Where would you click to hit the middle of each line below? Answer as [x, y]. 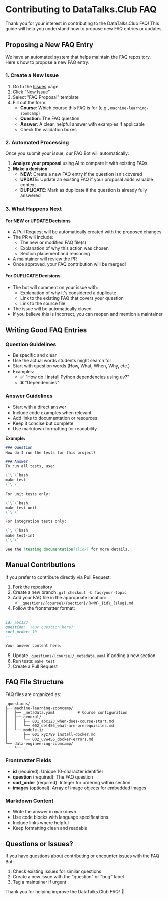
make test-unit [21, 508]
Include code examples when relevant [52, 412]
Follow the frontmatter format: [44, 608]
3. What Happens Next [34, 209]
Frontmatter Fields [28, 760]
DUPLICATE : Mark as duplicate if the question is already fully [83, 190]
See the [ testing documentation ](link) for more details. [67, 549]
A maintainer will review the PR [45, 259]
